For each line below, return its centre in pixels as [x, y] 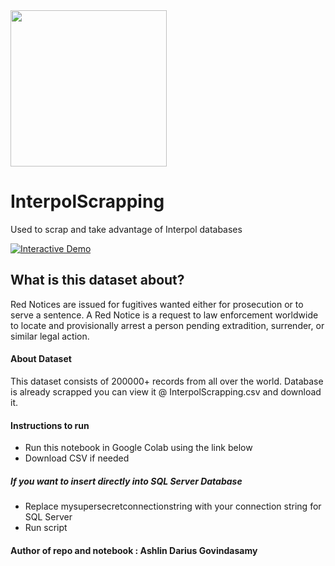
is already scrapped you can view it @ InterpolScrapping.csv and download [166, 391]
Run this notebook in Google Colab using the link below [138, 448]
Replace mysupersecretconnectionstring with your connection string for [173, 506]
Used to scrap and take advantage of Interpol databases [126, 229]
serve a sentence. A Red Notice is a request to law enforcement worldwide [164, 315]
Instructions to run [50, 425]
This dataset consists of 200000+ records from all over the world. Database [167, 381]
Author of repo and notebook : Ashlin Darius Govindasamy [134, 550]
